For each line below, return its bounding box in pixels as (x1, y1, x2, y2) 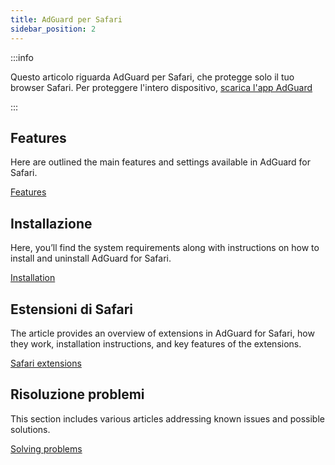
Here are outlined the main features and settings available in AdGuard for (10, 156, 312, 168)
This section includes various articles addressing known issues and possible (10, 412, 325, 425)
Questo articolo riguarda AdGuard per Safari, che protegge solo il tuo (10, 71, 295, 83)
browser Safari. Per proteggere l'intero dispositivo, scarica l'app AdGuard (10, 81, 313, 93)
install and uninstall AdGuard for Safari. (10, 252, 172, 265)
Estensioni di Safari (10, 301, 133, 318)
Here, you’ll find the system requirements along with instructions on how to (10, 242, 320, 254)
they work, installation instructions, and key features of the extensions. (10, 337, 302, 350)
